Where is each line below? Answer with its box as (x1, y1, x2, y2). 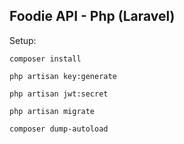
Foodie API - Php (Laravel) (9, 8, 176, 25)
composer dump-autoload (9, 124, 109, 134)
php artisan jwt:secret (9, 89, 109, 99)
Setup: (9, 34, 37, 46)
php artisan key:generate (9, 71, 117, 81)
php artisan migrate (9, 106, 96, 116)
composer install (9, 54, 82, 64)
